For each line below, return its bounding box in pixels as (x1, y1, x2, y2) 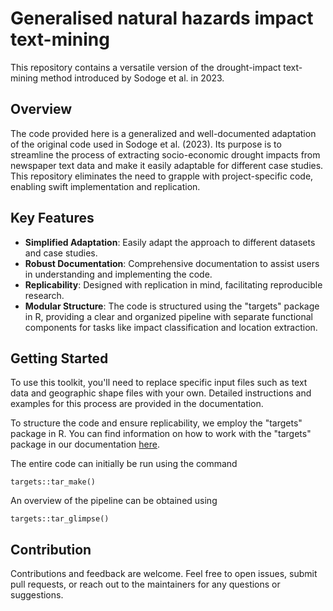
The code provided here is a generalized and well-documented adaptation (10, 127, 317, 139)
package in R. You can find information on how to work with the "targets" (10, 428, 312, 440)
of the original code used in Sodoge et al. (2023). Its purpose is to (10, 138, 282, 150)
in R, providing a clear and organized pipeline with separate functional (24, 310, 313, 322)
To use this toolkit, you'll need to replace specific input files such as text (10, 377, 308, 389)
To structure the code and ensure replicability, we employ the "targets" (10, 417, 303, 429)
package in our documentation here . (10, 438, 160, 451)
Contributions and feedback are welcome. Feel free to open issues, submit (10, 568, 318, 580)
